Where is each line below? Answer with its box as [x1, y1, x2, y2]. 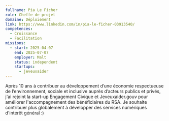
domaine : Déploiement [5, 17, 51, 22]
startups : [14, 64, 36, 69]
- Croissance [10, 31, 38, 36]
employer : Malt [14, 54, 47, 60]
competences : [5, 26, 33, 32]
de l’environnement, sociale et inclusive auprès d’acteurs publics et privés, [5, 88, 161, 94]
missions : [5, 41, 26, 46]
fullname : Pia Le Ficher [5, 7, 58, 13]
